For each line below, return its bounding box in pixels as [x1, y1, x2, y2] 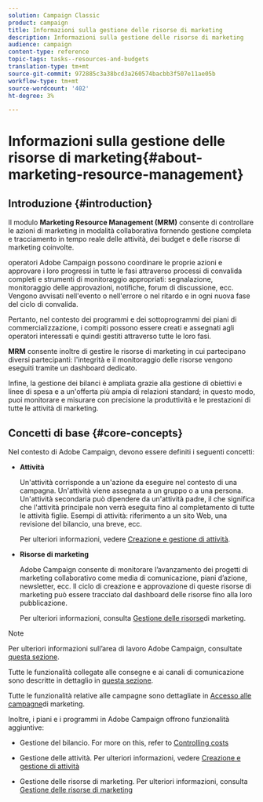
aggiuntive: [8, 723, 45, 732]
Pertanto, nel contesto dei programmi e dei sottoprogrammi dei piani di [8, 315, 237, 324]
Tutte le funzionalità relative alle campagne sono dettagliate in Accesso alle [8, 691, 252, 701]
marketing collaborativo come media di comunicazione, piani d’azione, [19, 574, 247, 583]
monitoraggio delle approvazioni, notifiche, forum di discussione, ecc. [8, 283, 234, 293]
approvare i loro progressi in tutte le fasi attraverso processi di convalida [8, 266, 243, 275]
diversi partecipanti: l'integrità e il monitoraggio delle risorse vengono [8, 355, 233, 365]
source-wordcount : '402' [8, 84, 89, 93]
